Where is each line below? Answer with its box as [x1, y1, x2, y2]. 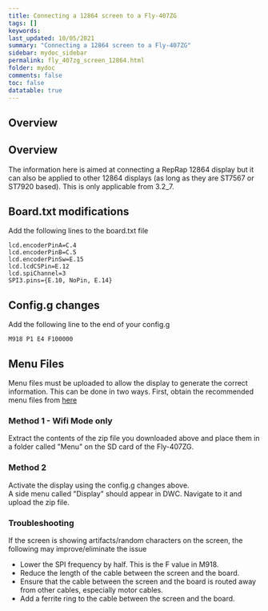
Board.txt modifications [8, 204, 130, 218]
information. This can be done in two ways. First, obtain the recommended [8, 386, 254, 397]
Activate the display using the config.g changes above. [8, 480, 190, 490]
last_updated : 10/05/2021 [8, 34, 94, 42]
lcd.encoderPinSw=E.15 [8, 256, 84, 264]
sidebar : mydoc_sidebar [8, 49, 88, 57]
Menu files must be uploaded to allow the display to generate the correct [8, 378, 248, 388]
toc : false [8, 79, 45, 87]
